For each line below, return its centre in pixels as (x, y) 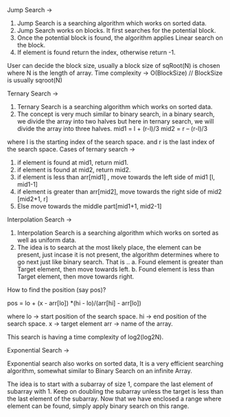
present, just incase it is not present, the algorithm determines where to (118, 254)
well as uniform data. (47, 240)
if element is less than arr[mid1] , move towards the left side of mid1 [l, (116, 177)
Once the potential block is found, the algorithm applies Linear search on (120, 38)
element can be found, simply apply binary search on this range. (98, 406)
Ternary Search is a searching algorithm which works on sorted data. (115, 107)
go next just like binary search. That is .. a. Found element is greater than (120, 262)
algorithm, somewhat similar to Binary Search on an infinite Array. (100, 371)
